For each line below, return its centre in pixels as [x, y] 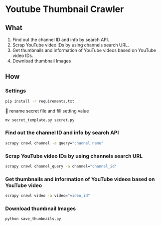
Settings [16, 91]
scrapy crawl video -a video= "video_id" [48, 196]
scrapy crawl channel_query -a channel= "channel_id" [61, 166]
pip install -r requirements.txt [40, 101]
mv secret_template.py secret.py [40, 120]
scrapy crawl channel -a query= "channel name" [54, 143]
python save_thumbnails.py [33, 219]
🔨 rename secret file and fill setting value [47, 110]
